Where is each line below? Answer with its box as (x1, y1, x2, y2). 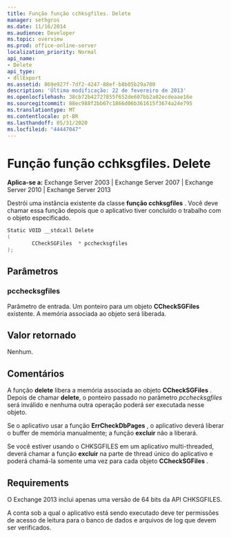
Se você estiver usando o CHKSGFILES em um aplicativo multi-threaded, (7, 442, 214, 451)
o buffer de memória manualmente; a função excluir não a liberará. (7, 429, 198, 437)
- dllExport (7, 74, 41, 82)
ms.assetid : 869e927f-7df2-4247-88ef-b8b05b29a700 (7, 81, 156, 88)
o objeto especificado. (7, 214, 71, 222)
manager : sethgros (7, 17, 60, 23)
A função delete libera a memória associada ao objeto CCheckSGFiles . (7, 386, 212, 395)
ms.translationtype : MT (7, 106, 76, 113)
